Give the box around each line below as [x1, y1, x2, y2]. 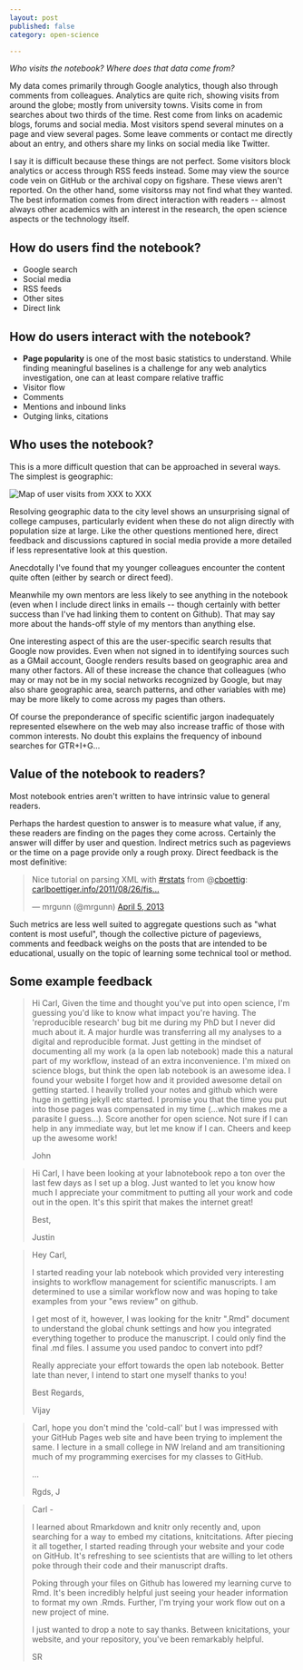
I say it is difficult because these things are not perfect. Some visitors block [9, 156, 291, 167]
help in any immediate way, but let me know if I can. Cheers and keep [31, 1123, 292, 1134]
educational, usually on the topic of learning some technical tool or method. [9, 947, 292, 958]
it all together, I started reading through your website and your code [31, 1541, 285, 1552]
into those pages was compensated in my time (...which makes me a [31, 1104, 288, 1115]
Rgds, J [31, 1487, 61, 1498]
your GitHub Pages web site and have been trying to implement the [31, 1432, 283, 1443]
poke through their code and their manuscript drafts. [31, 1560, 229, 1571]
